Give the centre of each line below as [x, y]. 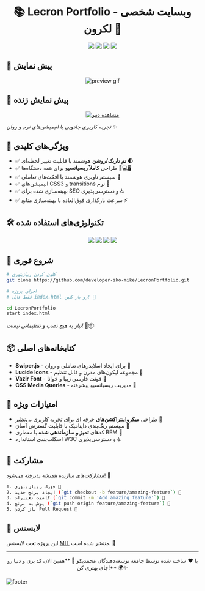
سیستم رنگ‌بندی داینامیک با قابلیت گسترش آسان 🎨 [72, 425]
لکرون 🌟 [103, 29]
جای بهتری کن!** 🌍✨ [102, 567]
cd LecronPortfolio [31, 308]
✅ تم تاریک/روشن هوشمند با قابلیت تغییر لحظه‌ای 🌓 [74, 161]
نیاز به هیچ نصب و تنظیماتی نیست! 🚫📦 [50, 325]
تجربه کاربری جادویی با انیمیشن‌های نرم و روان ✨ [62, 127]
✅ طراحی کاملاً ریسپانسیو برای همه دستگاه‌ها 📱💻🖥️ [73, 168]
